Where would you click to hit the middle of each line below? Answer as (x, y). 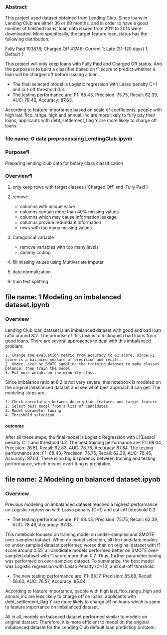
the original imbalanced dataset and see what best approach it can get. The (83, 387)
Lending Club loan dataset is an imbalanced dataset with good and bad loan (83, 330)
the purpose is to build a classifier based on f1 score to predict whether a (80, 69)
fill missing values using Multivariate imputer (58, 262)
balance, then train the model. (39, 368)
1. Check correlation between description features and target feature (81, 402)
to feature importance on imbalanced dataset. (52, 607)
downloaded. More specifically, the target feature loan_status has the (76, 34)
